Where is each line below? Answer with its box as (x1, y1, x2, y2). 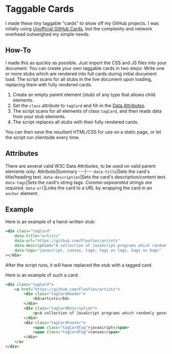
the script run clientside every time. (5, 134, 80, 140)
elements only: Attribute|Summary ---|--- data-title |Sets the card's (5, 168, 150, 174)
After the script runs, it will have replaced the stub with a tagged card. (5, 262, 153, 268)
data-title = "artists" (14, 234, 60, 239)
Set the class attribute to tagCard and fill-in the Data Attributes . (12, 102, 146, 109)
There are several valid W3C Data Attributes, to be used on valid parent (5, 163, 156, 169)
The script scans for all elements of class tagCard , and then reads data (12, 108, 162, 114)
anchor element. (5, 190, 39, 196)
